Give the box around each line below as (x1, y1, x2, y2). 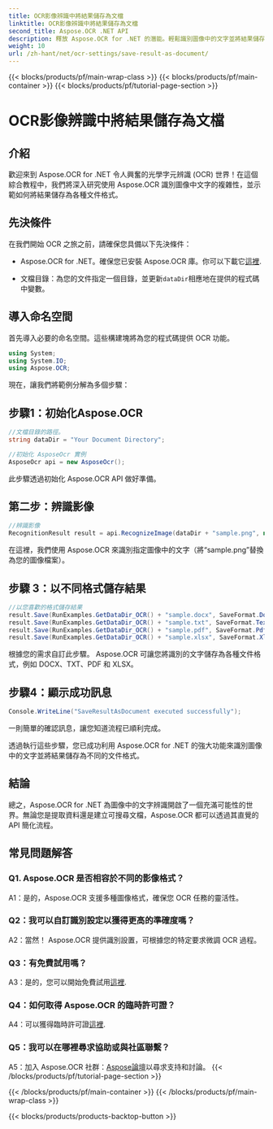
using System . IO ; (8, 357, 67, 365)
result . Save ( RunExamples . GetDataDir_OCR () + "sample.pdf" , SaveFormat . (8, 626, 256, 634)
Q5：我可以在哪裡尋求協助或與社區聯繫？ (8, 1042, 171, 1053)
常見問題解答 (8, 846, 73, 860)
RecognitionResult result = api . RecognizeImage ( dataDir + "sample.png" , (8, 529, 260, 537)
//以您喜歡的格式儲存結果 (8, 603, 83, 611)
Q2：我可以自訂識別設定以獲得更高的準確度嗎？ (8, 915, 195, 927)
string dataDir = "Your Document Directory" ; (8, 436, 165, 444)
